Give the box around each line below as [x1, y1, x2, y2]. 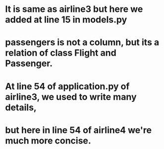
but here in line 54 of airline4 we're [5, 124, 152, 136]
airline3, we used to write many [5, 91, 137, 102]
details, [5, 102, 37, 113]
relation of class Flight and [5, 47, 116, 59]
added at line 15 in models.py [5, 14, 127, 25]
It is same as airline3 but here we [5, 3, 143, 15]
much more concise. [5, 135, 92, 146]
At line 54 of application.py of [5, 80, 130, 92]
